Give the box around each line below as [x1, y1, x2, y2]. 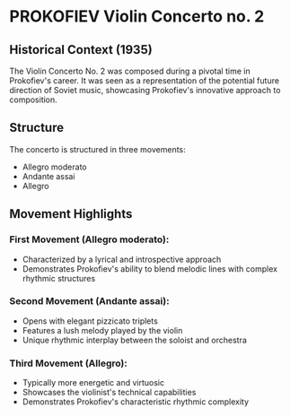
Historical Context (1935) [9, 42, 153, 57]
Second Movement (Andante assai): [9, 295, 170, 308]
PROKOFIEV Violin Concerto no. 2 [9, 6, 265, 27]
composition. [9, 94, 58, 105]
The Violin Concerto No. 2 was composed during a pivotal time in [9, 65, 250, 76]
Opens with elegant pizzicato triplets [22, 316, 159, 326]
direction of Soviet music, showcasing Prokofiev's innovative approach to [9, 85, 281, 95]
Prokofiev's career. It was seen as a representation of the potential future [9, 75, 280, 86]
